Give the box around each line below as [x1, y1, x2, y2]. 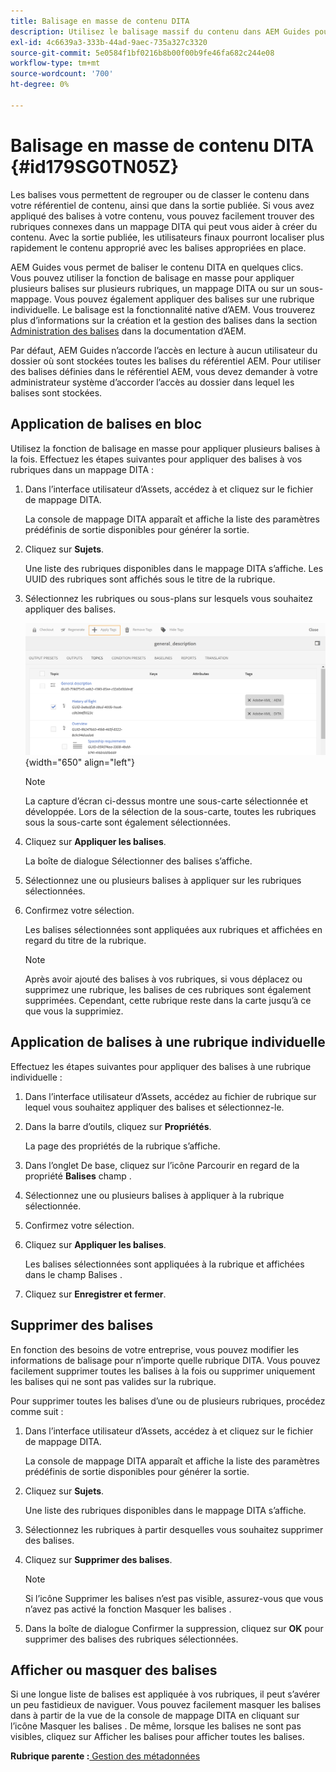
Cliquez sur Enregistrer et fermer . [24, 1288, 167, 1300]
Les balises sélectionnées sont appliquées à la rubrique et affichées [24, 1258, 305, 1270]
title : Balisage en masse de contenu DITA [10, 16, 190, 26]
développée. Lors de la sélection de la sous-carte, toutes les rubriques [24, 805, 317, 817]
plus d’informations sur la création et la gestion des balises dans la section [10, 314, 318, 326]
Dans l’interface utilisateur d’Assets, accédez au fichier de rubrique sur [24, 1090, 317, 1102]
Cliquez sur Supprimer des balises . [24, 1553, 173, 1565]
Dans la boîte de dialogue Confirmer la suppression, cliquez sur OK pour [24, 1622, 324, 1634]
